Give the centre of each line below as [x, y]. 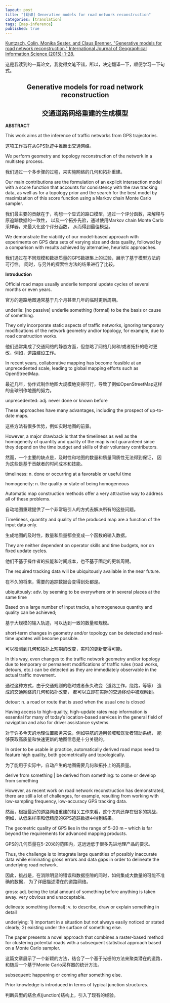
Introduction [18, 274]
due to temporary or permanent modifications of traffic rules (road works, [82, 664]
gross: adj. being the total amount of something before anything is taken [80, 892]
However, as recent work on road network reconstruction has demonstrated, [85, 790]
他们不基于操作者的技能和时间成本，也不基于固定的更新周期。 [70, 561]
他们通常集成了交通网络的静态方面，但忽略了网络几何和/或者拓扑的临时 [79, 347]
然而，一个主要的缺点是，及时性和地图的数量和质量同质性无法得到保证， [80, 457]
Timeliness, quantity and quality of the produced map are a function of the [83, 520]
